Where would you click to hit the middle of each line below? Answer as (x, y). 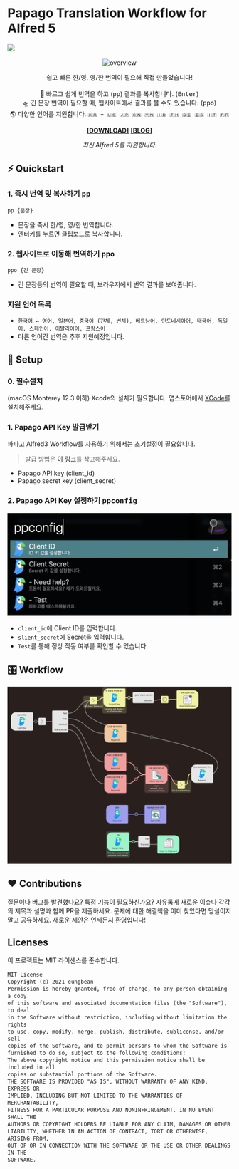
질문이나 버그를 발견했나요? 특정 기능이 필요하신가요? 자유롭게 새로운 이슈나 (112, 902)
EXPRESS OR (23, 1089)
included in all (31, 1067)
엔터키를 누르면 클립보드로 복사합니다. (70, 234)
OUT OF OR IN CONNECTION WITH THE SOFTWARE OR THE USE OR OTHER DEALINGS (119, 1146)
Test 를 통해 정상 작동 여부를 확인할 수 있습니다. (83, 646)
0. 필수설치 (25, 381)
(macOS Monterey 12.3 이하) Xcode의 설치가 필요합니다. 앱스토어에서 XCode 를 (119, 398)
